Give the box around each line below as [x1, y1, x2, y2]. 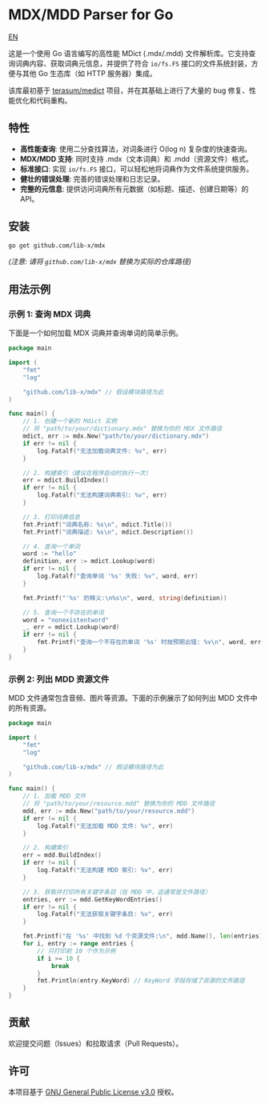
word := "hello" [22, 550, 78, 558]
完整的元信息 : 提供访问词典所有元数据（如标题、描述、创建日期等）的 [19, 184, 249, 194]
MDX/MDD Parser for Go [8, 6, 174, 24]
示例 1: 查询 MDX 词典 [8, 308, 91, 319]
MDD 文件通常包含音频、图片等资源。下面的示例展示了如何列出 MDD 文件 [8, 694, 251, 703]
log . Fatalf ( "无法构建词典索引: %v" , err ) [37, 491, 168, 499]
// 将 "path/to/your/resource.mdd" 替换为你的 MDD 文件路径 [22, 800, 215, 808]
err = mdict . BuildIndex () [22, 476, 110, 485]
